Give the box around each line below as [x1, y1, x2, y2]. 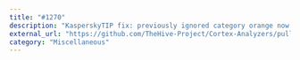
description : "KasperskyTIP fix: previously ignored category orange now [9, 21, 290, 30]
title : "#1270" [9, 12, 66, 22]
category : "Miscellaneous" [9, 37, 110, 47]
